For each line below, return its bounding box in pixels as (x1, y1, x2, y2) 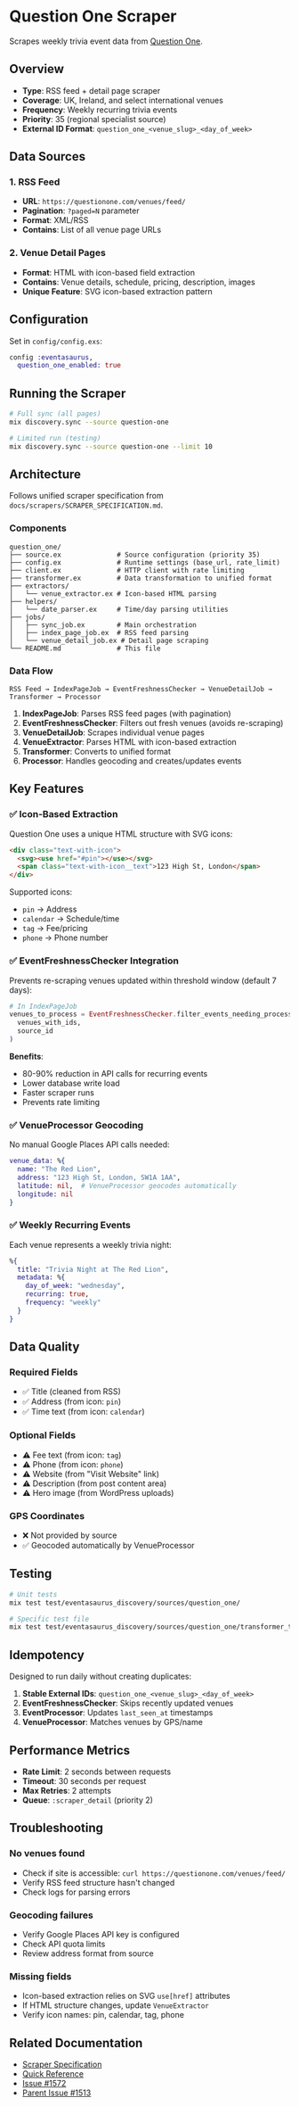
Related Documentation (9, 2036, 143, 2051)
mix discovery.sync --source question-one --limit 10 (9, 442, 214, 451)
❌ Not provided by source (21, 1530, 117, 1540)
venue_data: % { (9, 1157, 66, 1166)
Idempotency (9, 1648, 85, 1663)
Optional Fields (9, 1429, 77, 1441)
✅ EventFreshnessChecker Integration (9, 954, 180, 967)
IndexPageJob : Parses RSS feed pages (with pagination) (21, 708, 231, 719)
